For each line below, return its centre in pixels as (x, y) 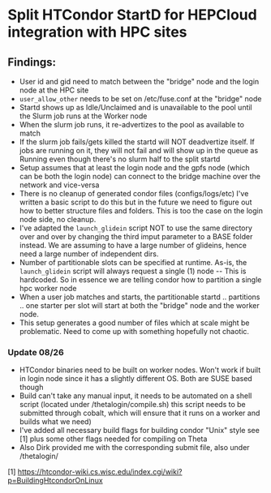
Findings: (32, 62)
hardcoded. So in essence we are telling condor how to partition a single (140, 280)
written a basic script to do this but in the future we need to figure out (135, 202)
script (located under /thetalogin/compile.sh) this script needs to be (132, 405)
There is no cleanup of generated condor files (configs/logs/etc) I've (134, 193)
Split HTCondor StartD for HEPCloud (132, 15)
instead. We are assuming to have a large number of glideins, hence (133, 245)
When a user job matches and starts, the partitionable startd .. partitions (140, 297)
